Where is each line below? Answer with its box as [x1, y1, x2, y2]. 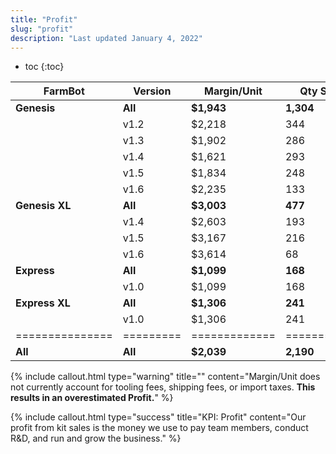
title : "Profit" [10, 14, 78, 25]
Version [133, 84, 172, 98]
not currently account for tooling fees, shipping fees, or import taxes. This [10, 381, 316, 393]
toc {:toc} [24, 61, 65, 73]
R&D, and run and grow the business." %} [10, 432, 182, 445]
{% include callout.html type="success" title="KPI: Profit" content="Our [10, 411, 307, 423]
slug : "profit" [10, 24, 74, 34]
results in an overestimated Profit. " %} [10, 392, 174, 404]
